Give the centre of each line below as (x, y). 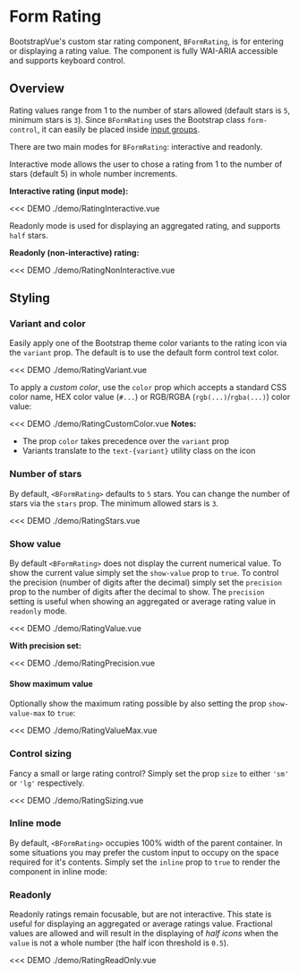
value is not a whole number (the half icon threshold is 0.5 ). (119, 943)
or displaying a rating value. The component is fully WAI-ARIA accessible (144, 50)
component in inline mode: (58, 871)
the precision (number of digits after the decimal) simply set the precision (145, 583)
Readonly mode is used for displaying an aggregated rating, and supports (145, 225)
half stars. (29, 235)
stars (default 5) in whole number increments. (94, 173)
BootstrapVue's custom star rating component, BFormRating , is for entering (146, 41)
